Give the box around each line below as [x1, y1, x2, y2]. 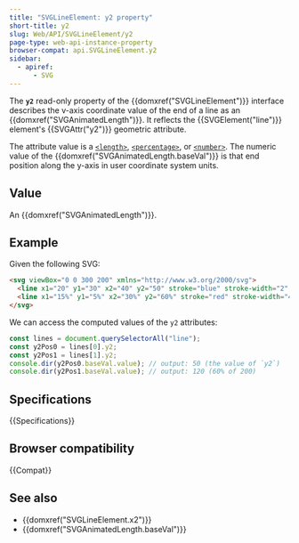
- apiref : [17, 63, 53, 72]
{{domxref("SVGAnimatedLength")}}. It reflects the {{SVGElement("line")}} [9, 114, 283, 125]
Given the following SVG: [9, 259, 101, 270]
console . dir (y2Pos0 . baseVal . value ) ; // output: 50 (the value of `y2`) [9, 359, 280, 368]
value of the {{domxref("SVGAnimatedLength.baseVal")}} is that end [9, 150, 260, 161]
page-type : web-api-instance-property [9, 37, 153, 47]
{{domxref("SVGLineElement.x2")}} [21, 514, 152, 525]
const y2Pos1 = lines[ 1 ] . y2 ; [9, 351, 117, 360]
